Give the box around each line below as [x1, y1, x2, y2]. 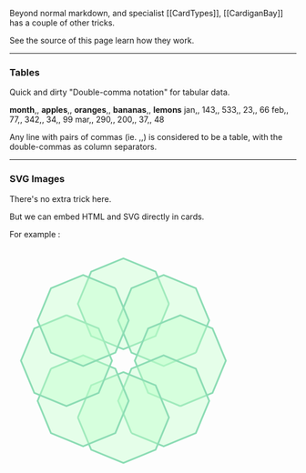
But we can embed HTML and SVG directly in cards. [9, 211, 205, 222]
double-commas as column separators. [9, 141, 158, 153]
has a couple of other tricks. [9, 17, 116, 28]
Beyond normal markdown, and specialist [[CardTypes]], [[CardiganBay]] [9, 8, 284, 18]
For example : [9, 228, 61, 239]
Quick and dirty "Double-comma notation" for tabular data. [9, 86, 230, 98]
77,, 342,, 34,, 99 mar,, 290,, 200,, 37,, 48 [9, 114, 165, 126]
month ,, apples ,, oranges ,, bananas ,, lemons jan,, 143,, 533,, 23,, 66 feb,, [9, 105, 290, 116]
